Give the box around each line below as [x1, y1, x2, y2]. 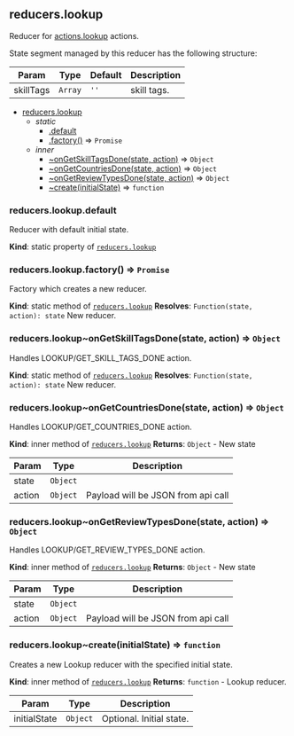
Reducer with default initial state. [9, 224, 129, 235]
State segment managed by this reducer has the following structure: [9, 48, 258, 59]
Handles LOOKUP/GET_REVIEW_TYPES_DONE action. [9, 544, 205, 555]
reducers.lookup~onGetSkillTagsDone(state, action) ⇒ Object [9, 333, 281, 345]
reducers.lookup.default [9, 204, 117, 216]
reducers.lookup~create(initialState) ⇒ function [9, 638, 221, 651]
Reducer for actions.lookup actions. [9, 30, 140, 41]
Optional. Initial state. [101, 712, 190, 724]
